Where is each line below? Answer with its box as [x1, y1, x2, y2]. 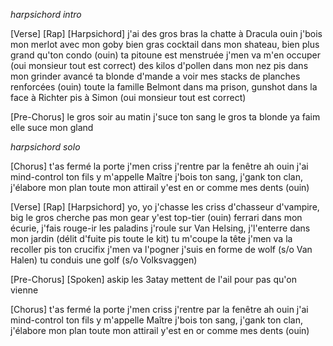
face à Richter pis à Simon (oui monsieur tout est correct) [10, 92, 247, 103]
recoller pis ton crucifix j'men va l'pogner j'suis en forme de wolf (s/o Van [10, 244, 313, 255]
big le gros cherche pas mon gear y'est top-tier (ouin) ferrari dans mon [10, 212, 303, 223]
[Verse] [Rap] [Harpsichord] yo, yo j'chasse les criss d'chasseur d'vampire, [10, 201, 320, 213]
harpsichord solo [10, 141, 81, 153]
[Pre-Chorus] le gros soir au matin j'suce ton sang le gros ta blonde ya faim [10, 111, 321, 123]
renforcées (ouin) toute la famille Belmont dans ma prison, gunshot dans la [10, 81, 318, 93]
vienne [10, 284, 39, 296]
